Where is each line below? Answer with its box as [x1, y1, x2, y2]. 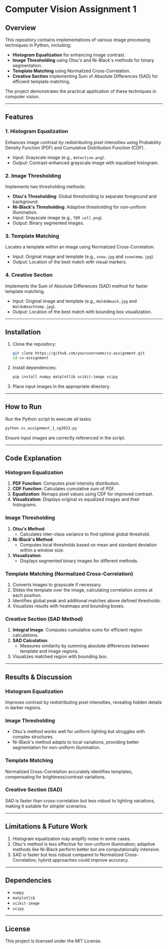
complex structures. [12, 734, 54, 740]
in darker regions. [5, 704, 41, 711]
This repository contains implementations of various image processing [5, 37, 150, 43]
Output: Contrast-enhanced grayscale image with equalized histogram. [12, 160, 159, 166]
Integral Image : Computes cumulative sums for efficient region [12, 627, 142, 633]
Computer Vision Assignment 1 [5, 4, 136, 15]
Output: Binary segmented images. [12, 220, 84, 226]
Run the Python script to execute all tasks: [5, 416, 92, 422]
